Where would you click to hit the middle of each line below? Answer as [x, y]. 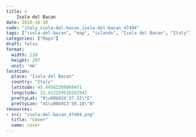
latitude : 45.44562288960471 [47, 87]
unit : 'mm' [24, 66]
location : [18, 71]
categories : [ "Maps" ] [32, 38]
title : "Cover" [30, 120]
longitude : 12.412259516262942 [49, 93]
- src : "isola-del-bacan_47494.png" [50, 114]
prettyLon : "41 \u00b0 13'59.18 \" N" [53, 103]
